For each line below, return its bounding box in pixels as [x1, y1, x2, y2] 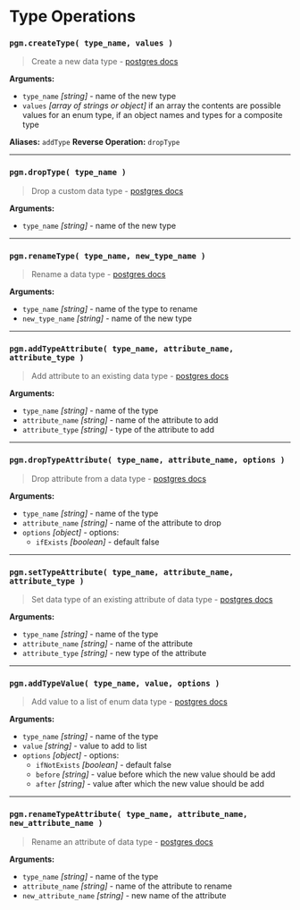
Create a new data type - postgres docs [30, 56, 179, 67]
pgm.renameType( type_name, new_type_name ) [9, 250, 206, 261]
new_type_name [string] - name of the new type [21, 313, 193, 324]
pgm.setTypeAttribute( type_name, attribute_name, [9, 567, 234, 577]
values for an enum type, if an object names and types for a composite [21, 110, 283, 121]
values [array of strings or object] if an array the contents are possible [21, 100, 281, 111]
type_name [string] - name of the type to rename [21, 304, 198, 315]
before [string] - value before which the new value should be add [35, 769, 276, 779]
